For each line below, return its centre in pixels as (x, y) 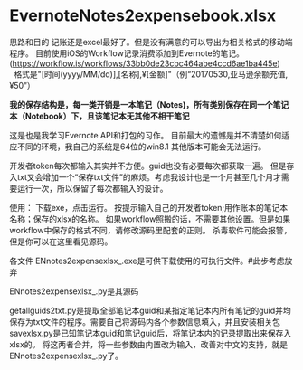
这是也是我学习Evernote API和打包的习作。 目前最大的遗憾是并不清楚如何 (146, 135)
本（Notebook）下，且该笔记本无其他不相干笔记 (99, 116)
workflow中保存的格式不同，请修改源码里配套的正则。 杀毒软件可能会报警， (151, 230)
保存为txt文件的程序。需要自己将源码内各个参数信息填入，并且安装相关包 (145, 321)
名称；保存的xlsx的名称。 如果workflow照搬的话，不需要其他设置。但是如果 (150, 219)
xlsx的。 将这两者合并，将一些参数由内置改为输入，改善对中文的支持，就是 (149, 344)
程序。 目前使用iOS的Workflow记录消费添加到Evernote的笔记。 (127, 53)
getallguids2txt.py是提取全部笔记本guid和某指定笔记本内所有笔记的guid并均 (150, 310)
